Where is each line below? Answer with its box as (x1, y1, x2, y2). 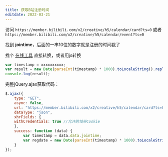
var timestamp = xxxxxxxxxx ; (5, 62, 66, 67)
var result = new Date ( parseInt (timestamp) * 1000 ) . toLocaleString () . (5, 67, 155, 72)
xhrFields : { (14, 114, 41, 119)
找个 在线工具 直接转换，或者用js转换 (5, 52, 81, 58)
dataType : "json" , (14, 110, 52, 115)
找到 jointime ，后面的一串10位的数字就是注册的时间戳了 (5, 41, 120, 48)
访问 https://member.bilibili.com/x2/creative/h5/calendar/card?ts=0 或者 (5, 26, 162, 33)
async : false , (14, 100, 43, 105)
